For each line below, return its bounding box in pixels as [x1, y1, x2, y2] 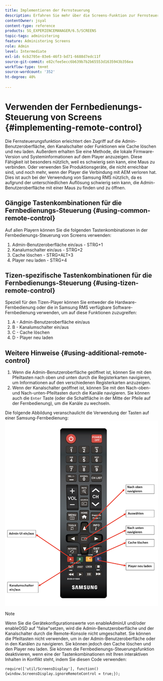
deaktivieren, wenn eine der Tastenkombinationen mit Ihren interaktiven [5, 651, 148, 657]
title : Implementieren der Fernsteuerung [5, 8, 90, 13]
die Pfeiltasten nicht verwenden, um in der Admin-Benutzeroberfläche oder [5, 636, 156, 642]
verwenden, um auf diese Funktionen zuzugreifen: [36, 310, 137, 316]
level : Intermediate [5, 49, 47, 54]
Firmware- [133, 149, 154, 154]
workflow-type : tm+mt [5, 64, 49, 69]
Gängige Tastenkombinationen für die [5, 199, 122, 207]
